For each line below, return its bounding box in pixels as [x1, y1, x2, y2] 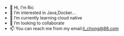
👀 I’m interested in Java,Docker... [9, 10, 76, 16]
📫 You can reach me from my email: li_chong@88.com [9, 26, 119, 31]
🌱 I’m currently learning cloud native [9, 15, 83, 20]
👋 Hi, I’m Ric [9, 5, 34, 10]
